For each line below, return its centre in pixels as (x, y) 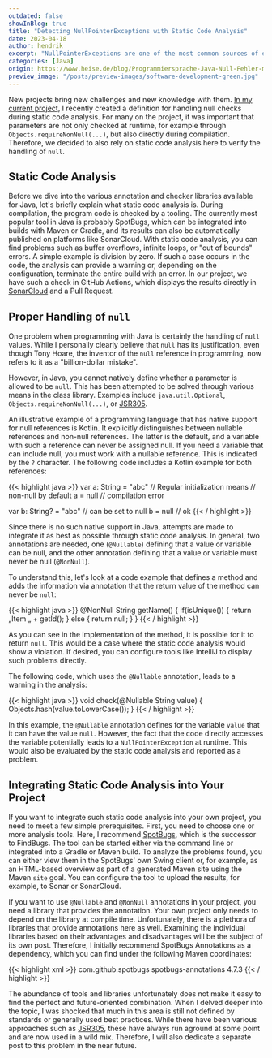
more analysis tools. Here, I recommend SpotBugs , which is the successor (132, 835)
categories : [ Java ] (41, 62)
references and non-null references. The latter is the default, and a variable (134, 437)
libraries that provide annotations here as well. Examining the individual (127, 928)
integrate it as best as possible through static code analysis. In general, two (134, 536)
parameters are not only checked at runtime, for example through (117, 125)
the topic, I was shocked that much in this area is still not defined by (121, 1011)
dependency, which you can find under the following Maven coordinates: (130, 954)
